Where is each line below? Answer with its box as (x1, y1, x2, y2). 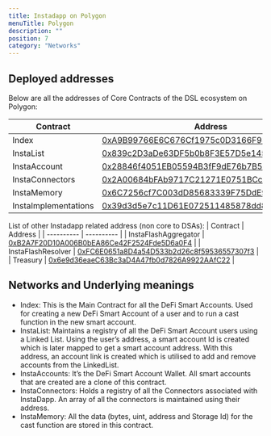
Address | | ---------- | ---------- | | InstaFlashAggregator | (8, 229, 205, 239)
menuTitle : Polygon (8, 19, 74, 27)
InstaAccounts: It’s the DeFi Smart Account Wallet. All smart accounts (19, 368, 252, 378)
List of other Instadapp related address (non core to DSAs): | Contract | (8, 220, 244, 230)
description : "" (8, 27, 63, 35)
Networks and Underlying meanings (8, 279, 194, 292)
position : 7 (8, 34, 48, 43)
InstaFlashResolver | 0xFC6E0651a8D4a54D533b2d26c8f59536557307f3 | (8, 246, 260, 256)
